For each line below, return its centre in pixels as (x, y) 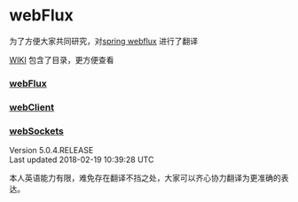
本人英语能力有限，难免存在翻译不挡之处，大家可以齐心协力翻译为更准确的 (145, 178)
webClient (32, 107)
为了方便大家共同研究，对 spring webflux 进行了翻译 (103, 41)
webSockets (37, 131)
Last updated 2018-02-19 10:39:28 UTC (82, 159)
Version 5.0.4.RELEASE (51, 151)
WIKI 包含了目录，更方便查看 (62, 59)
